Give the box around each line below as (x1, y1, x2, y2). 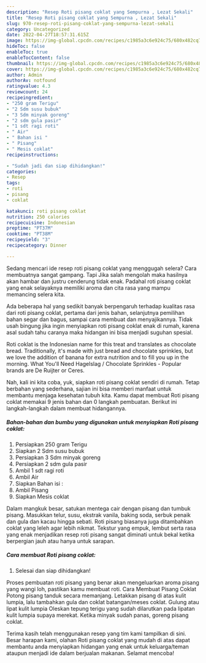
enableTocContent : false (6, 55, 70, 61)
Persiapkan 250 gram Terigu (15, 440, 88, 448)
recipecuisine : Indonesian (6, 219, 75, 226)
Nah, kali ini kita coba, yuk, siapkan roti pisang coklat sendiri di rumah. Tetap (6, 378, 200, 386)
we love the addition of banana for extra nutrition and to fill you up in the (6, 354, 189, 361)
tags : (6, 180, 20, 186)
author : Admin (6, 72, 43, 78)
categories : (6, 168, 37, 175)
